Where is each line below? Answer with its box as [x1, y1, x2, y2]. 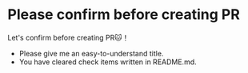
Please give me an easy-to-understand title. [18, 48, 164, 58]
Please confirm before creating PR [7, 6, 241, 24]
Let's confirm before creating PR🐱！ [7, 33, 130, 42]
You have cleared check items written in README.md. [18, 57, 197, 67]
